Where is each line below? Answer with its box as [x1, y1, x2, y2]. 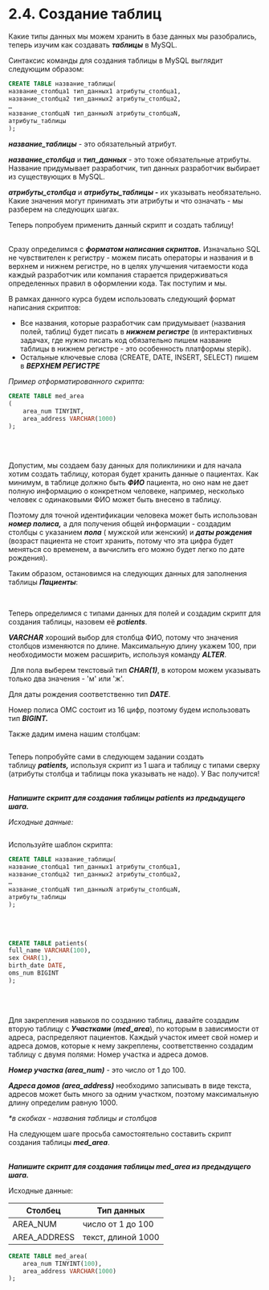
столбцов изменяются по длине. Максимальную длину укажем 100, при [8, 641, 257, 651]
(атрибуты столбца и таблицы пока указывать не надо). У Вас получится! [8, 769, 260, 779]
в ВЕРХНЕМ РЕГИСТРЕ [19, 361, 100, 371]
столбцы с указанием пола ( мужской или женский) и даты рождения [8, 528, 253, 538]
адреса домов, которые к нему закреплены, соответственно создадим [8, 1041, 254, 1050]
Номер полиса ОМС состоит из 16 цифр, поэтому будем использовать [8, 705, 251, 715]
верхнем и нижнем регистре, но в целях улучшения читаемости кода [8, 262, 249, 271]
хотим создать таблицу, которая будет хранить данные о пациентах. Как [8, 469, 259, 479]
